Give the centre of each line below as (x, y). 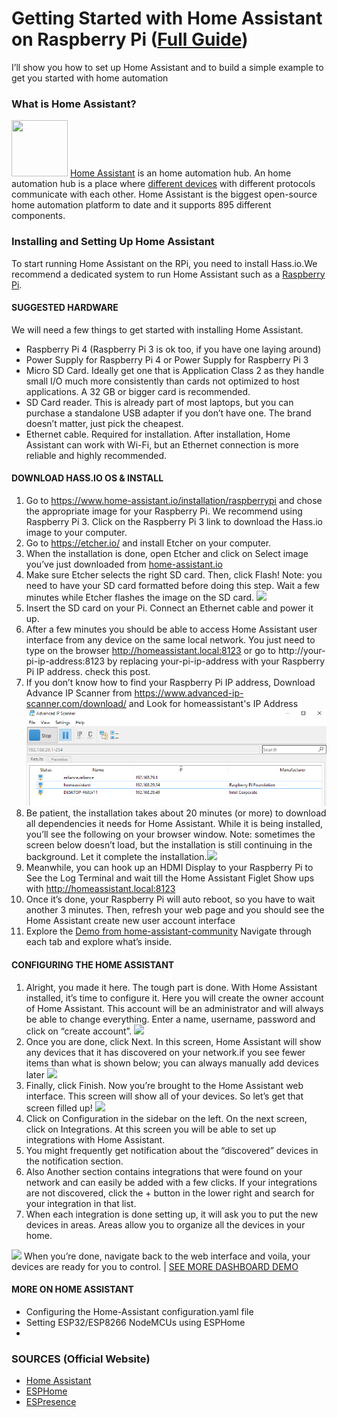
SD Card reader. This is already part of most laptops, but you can (159, 402)
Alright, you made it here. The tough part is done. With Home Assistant (171, 987)
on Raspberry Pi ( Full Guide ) (130, 39)
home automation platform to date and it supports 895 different (141, 205)
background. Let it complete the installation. (116, 857)
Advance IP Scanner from (79, 693)
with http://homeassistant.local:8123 (100, 889)
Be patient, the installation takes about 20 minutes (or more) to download (176, 813)
